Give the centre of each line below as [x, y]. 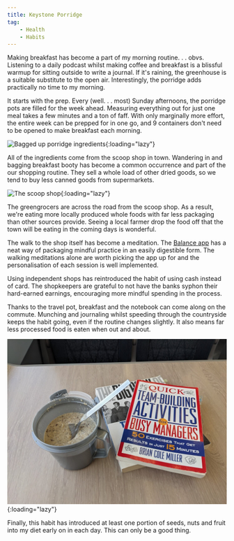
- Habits [32, 37]
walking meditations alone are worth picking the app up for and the [103, 258]
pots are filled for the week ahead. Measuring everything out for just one [111, 108]
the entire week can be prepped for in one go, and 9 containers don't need [114, 123]
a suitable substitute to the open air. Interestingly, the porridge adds [104, 80]
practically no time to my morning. [56, 87]
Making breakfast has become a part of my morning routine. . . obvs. [106, 58]
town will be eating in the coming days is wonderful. [82, 229]
